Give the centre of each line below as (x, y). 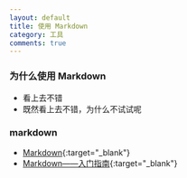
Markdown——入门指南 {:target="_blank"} (100, 163)
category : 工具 (37, 34)
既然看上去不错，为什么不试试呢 (82, 108)
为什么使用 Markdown (58, 76)
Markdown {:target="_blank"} (76, 152)
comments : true (38, 43)
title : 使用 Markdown (49, 26)
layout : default (40, 18)
